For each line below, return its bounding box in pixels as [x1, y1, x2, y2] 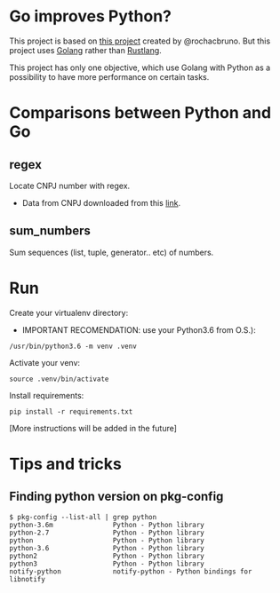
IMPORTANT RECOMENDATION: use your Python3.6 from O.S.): [21, 324, 256, 335]
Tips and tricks [9, 454, 122, 474]
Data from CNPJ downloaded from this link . [21, 197, 180, 208]
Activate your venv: [9, 357, 81, 368]
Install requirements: [9, 390, 84, 400]
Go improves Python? [9, 6, 172, 27]
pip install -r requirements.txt [9, 407, 133, 416]
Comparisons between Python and [9, 103, 272, 123]
